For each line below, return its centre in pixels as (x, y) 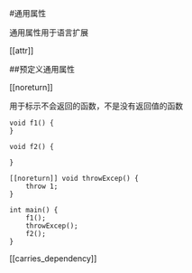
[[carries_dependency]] (53, 259)
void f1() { (32, 123)
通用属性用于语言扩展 (49, 33)
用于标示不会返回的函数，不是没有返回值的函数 (96, 106)
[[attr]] (22, 51)
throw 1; (42, 186)
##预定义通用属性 (42, 69)
